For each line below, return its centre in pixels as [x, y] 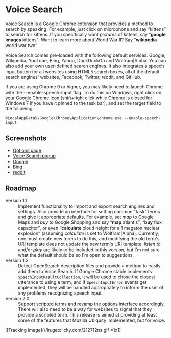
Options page [27, 150]
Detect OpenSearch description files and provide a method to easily [89, 266]
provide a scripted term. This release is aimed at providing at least [88, 314]
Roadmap [21, 188]
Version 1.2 [17, 260]
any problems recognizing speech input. [60, 293]
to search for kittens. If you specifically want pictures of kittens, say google [86, 34]
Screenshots [26, 138]
